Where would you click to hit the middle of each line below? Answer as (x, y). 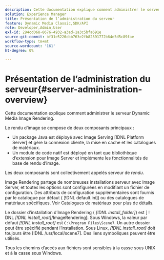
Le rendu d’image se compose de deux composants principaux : (70, 128)
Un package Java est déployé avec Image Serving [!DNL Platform (78, 137)
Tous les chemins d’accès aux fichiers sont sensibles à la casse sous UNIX (80, 248)
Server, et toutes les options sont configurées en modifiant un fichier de (77, 187)
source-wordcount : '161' (30, 46)
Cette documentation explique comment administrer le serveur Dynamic (77, 113)
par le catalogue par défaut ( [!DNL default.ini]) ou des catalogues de (74, 198)
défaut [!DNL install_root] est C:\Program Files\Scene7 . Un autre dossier (78, 223)
